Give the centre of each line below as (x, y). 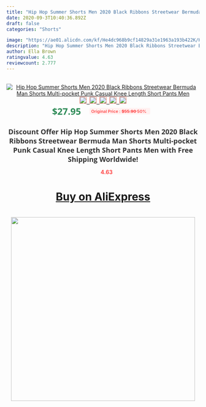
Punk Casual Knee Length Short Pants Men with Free (103, 150)
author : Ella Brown (31, 52)
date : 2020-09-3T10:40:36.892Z (46, 18)
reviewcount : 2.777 (31, 63)
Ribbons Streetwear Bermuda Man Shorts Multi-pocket (103, 141)
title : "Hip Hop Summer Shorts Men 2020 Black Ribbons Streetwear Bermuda (104, 12)
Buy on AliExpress (103, 197)
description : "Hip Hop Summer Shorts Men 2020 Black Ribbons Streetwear (101, 46)
